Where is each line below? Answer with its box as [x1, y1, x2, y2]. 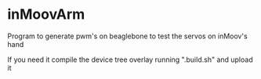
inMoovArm [7, 5, 85, 23]
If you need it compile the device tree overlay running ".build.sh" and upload [7, 55, 253, 64]
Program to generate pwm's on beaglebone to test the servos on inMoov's [7, 31, 248, 41]
